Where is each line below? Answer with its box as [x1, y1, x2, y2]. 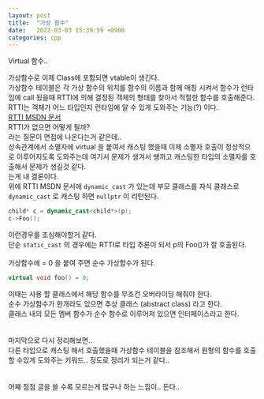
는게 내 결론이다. [8, 171, 59, 182]
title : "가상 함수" [8, 19, 69, 27]
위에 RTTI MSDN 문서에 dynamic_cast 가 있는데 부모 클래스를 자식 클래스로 [8, 182, 240, 191]
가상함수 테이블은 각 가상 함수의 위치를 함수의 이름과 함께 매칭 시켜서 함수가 [8, 83, 240, 92]
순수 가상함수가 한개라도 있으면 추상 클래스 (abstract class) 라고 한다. [8, 299, 223, 308]
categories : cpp [8, 33, 61, 42]
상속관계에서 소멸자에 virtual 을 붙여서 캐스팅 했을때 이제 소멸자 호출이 [8, 142, 224, 152]
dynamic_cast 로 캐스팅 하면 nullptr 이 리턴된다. [8, 191, 159, 201]
